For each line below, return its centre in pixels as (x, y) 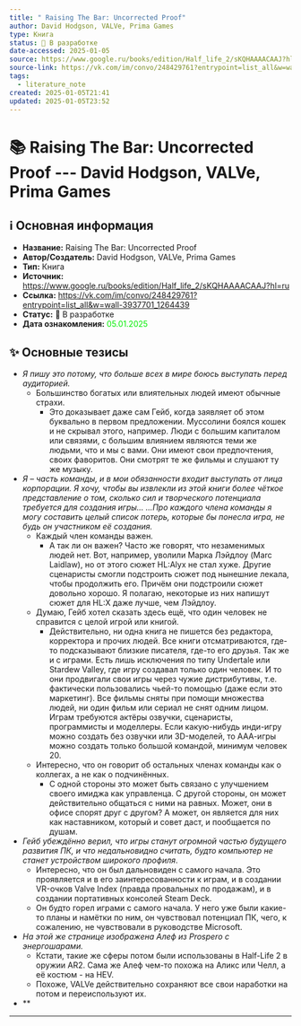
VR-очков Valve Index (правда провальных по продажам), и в (153, 889)
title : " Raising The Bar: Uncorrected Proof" (98, 18)
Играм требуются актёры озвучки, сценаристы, (141, 717)
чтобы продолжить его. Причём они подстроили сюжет (156, 583)
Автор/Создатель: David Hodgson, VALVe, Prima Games (129, 258)
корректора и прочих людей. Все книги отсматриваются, (159, 641)
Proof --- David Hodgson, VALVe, (135, 172)
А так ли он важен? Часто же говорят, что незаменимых (157, 546)
